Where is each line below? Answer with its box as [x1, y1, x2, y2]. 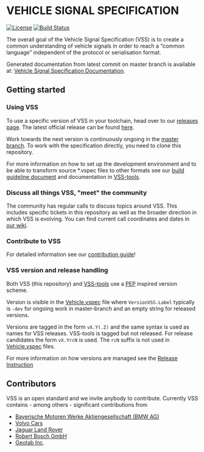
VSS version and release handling [6, 266, 108, 275]
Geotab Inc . [15, 439, 44, 447]
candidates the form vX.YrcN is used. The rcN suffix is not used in [6, 336, 170, 343]
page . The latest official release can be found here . [6, 123, 135, 131]
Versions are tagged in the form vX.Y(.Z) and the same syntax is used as [6, 323, 190, 330]
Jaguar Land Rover [15, 426, 63, 434]
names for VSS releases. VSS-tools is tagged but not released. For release [6, 329, 193, 337]
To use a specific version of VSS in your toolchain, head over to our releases [6, 117, 199, 124]
